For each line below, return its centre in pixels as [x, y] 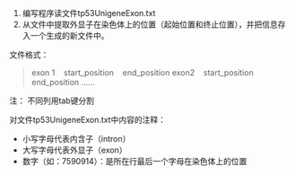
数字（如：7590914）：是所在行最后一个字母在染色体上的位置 [134, 161]
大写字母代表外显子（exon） [74, 150]
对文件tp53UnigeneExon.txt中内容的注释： [87, 120]
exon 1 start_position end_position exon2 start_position [142, 73]
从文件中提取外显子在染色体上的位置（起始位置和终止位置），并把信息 [150, 24]
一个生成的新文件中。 [69, 35]
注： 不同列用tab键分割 [52, 101]
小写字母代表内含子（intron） [76, 139]
